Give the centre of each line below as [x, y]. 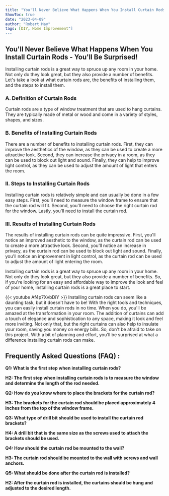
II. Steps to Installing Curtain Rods [47, 183]
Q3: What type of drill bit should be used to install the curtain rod [74, 418]
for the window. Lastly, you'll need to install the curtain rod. [66, 211]
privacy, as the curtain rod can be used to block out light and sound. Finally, [84, 251]
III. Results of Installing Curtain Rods [50, 224]
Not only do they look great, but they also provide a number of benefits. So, [83, 277]
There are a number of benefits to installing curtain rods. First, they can [79, 144]
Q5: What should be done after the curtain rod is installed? [67, 473]
